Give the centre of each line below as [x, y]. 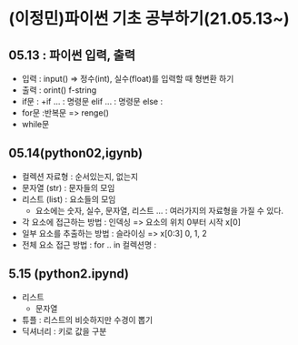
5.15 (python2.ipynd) [69, 274]
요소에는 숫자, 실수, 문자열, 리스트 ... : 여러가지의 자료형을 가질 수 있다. [159, 210]
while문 [35, 124]
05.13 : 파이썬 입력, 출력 [72, 55]
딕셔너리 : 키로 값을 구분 [64, 331]
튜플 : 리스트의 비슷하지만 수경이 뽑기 [87, 320]
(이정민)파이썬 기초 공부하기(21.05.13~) [149, 19]
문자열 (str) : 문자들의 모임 [68, 188]
